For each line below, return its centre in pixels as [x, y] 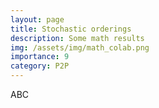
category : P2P [40, 66]
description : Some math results [77, 38]
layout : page [37, 19]
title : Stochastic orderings [71, 29]
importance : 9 [40, 57]
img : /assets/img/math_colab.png [80, 47]
